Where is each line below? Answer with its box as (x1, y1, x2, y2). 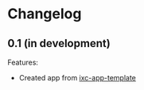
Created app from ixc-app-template (18, 73, 137, 82)
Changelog (7, 5, 82, 23)
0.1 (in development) (7, 37, 111, 50)
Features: (7, 57, 39, 67)
